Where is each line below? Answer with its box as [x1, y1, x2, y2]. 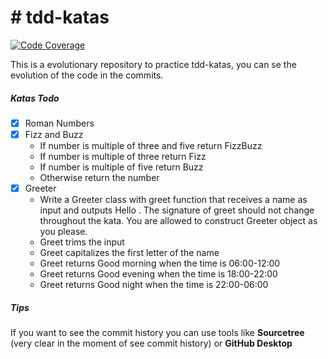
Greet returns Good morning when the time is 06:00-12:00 [39, 257, 281, 270]
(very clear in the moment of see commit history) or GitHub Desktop [10, 337, 293, 350]
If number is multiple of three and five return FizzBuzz [39, 140, 263, 152]
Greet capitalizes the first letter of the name [39, 247, 220, 259]
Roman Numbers [24, 117, 95, 129]
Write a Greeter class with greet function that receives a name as [39, 194, 308, 206]
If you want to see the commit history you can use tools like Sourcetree [10, 327, 305, 339]
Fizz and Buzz [24, 128, 84, 140]
